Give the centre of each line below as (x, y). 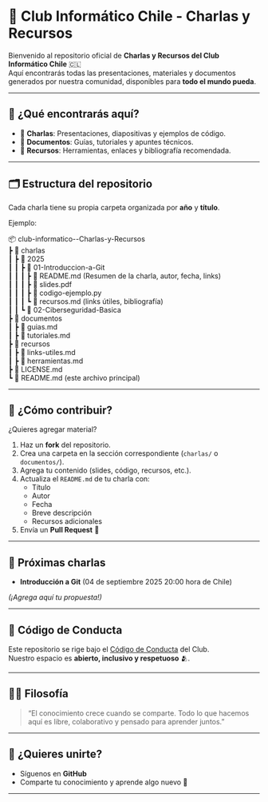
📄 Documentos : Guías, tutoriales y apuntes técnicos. (106, 142)
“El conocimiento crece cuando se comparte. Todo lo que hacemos (138, 713)
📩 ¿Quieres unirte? (55, 754)
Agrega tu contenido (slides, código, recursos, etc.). (105, 470)
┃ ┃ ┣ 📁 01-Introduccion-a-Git (57, 267)
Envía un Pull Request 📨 (59, 530)
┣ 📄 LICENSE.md (35, 369)
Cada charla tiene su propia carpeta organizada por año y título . (114, 207)
